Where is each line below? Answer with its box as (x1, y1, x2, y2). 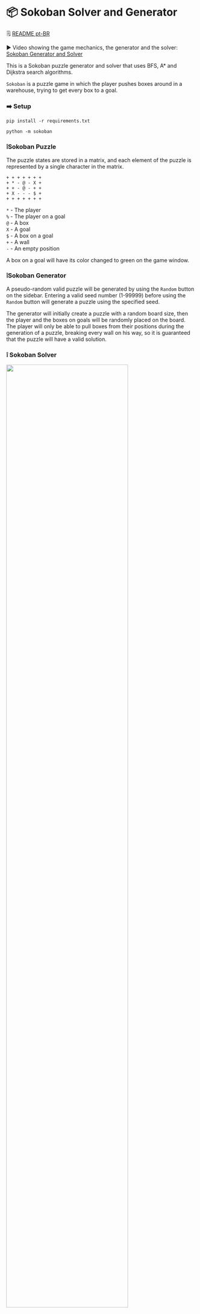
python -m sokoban (6, 129, 52, 135)
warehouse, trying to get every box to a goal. (6, 86, 118, 94)
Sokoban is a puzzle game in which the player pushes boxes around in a (6, 80, 183, 87)
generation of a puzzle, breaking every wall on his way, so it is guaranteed (6, 329, 191, 336)
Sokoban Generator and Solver (6, 50, 83, 57)
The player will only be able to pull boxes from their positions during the (6, 322, 184, 330)
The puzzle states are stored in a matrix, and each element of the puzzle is (6, 156, 192, 164)
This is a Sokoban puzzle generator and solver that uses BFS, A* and (6, 62, 177, 69)
